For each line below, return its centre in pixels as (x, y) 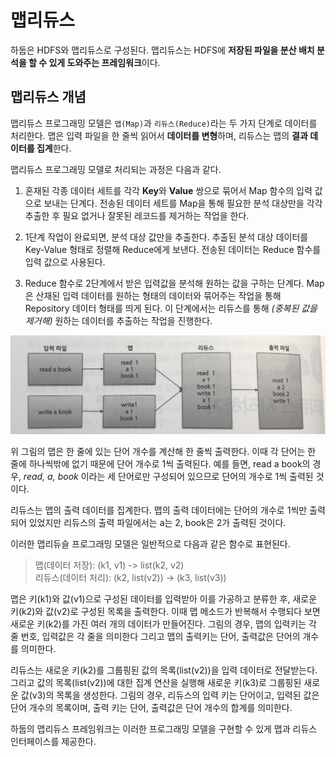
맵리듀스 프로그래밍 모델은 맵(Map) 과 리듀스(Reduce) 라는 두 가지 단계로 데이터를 (164, 123)
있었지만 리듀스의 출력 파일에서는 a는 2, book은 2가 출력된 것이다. (157, 522)
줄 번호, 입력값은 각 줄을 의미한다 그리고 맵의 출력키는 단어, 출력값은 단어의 (155, 636)
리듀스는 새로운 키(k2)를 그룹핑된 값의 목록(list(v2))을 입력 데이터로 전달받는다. (164, 670)
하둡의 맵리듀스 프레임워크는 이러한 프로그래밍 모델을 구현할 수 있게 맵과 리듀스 (164, 728)
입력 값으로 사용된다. (65, 262)
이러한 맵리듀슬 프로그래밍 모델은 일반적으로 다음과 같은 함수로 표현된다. (150, 543)
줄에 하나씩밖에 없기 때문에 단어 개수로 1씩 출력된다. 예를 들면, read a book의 (160, 463)
